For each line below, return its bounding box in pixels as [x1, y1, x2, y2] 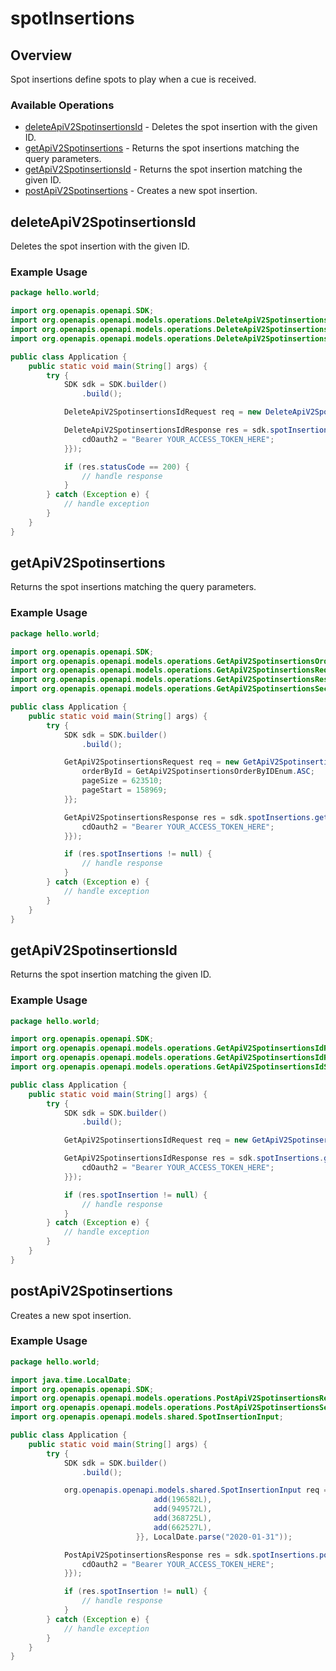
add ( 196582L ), [153, 1495, 213, 1505]
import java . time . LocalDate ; [10, 1375, 132, 1385]
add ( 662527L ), [153, 1522, 213, 1532]
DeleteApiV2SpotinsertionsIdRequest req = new [63, 407, 262, 417]
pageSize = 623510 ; [81, 776, 163, 786]
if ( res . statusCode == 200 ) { [63, 462, 190, 472]
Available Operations [10, 98, 115, 112]
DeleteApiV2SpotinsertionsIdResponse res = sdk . [63, 425, 271, 436]
